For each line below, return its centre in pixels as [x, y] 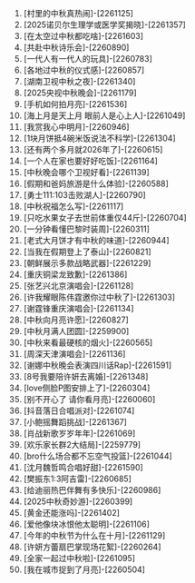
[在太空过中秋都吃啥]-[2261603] [83, 36]
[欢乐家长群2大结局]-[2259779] [82, 445]
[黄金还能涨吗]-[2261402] [72, 513]
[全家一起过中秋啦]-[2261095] [79, 558]
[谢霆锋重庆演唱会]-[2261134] [78, 308]
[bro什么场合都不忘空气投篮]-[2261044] [98, 456]
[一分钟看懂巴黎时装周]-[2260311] [87, 229]
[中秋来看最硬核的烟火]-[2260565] [88, 342]
